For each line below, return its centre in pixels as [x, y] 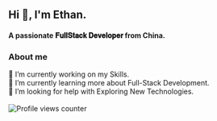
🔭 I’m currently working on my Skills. [69, 74]
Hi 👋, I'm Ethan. [48, 15]
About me [28, 56]
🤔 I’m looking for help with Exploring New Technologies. [101, 92]
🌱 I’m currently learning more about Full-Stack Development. [109, 83]
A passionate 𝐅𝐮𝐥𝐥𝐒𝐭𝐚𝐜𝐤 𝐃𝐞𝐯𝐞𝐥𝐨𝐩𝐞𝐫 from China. [87, 35]
